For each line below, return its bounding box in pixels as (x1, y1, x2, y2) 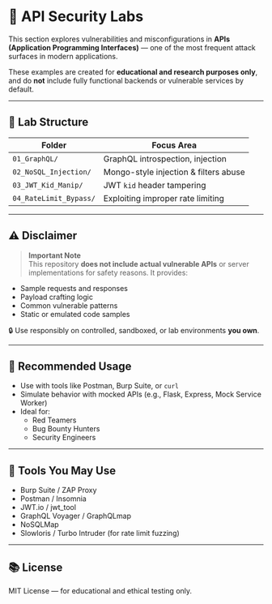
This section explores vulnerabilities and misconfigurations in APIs (8, 34, 231, 44)
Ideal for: (19, 407, 51, 417)
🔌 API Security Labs (8, 7, 144, 26)
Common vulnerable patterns (19, 300, 118, 311)
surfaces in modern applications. (8, 51, 119, 61)
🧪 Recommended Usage (8, 359, 132, 373)
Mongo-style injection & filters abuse (103, 166, 245, 178)
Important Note (28, 251, 81, 260)
